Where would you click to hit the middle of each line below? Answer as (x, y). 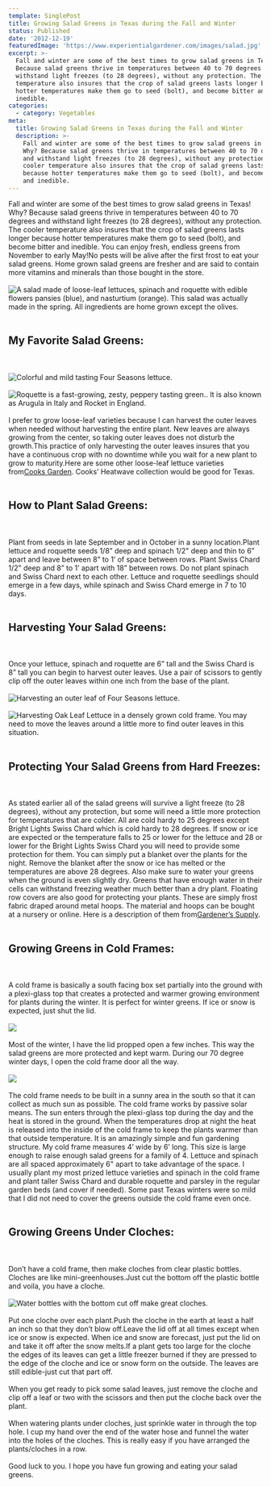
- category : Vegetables (55, 114)
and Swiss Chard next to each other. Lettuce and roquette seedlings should (133, 576)
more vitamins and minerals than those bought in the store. (106, 272)
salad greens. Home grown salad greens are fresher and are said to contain (134, 264)
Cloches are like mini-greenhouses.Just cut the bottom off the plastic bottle (134, 1277)
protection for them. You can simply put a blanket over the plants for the (128, 854)
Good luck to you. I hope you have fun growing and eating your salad (123, 1466)
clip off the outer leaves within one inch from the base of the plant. (119, 681)
